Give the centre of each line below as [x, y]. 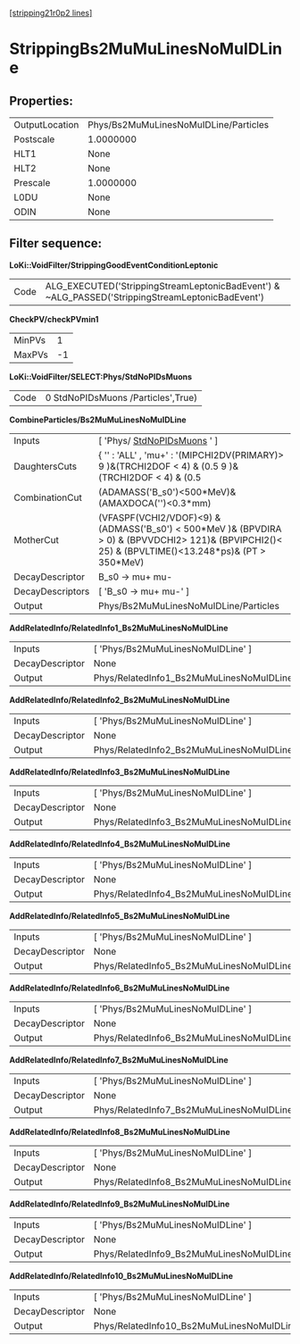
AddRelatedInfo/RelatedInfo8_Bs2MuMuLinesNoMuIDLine [120, 1131]
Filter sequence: [56, 243]
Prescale [32, 183]
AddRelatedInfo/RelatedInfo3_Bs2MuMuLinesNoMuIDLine [120, 772]
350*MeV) [121, 562]
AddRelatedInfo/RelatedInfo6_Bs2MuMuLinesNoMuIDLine [120, 988]
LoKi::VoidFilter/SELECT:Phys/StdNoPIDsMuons [101, 376]
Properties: [41, 100]
